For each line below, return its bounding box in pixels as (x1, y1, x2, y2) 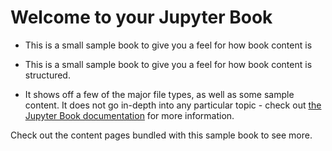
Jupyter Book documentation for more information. (24, 109, 235, 121)
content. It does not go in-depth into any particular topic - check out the (24, 99, 322, 111)
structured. (24, 69, 71, 81)
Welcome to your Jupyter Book (10, 6, 273, 29)
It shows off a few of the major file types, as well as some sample (24, 88, 295, 100)
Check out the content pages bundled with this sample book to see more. (10, 129, 313, 141)
